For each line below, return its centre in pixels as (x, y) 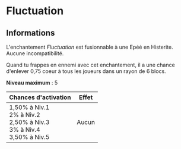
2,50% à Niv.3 (29, 122)
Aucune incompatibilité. (35, 53)
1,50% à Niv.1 (29, 107)
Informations (31, 33)
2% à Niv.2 (25, 115)
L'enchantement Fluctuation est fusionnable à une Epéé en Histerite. (90, 47)
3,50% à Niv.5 (29, 137)
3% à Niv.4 (25, 130)
